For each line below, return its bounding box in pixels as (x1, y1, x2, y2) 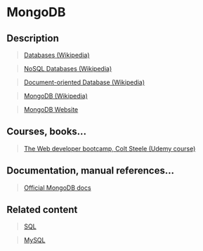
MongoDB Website (23, 105, 79, 113)
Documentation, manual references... (6, 165, 175, 176)
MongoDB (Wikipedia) (23, 92, 89, 100)
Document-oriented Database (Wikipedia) (23, 78, 145, 86)
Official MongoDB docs (23, 184, 92, 192)
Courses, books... (6, 126, 87, 138)
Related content (6, 204, 78, 216)
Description (6, 32, 59, 44)
